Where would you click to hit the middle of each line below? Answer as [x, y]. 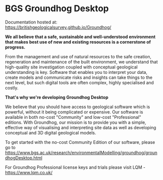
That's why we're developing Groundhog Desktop [57, 97]
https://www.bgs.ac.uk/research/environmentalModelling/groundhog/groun [81, 153]
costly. [12, 88]
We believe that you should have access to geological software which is [78, 107]
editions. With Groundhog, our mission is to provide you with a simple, [76, 122]
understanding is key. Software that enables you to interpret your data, [76, 72]
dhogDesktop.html [24, 157]
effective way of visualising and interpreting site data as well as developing [81, 127]
